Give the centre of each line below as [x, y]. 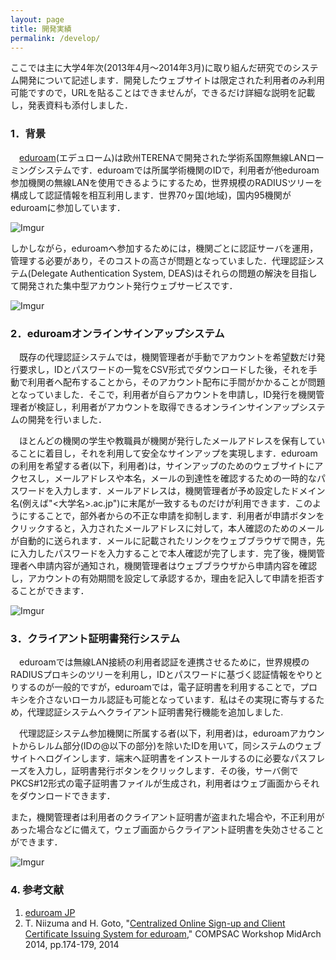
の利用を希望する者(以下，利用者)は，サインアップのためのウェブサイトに [162, 465]
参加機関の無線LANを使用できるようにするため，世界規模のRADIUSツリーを [166, 182]
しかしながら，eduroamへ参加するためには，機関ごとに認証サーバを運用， [164, 248]
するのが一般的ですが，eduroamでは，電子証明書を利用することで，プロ [168, 687]
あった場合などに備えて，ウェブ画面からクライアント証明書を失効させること [167, 830]
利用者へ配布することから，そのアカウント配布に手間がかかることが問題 [176, 382]
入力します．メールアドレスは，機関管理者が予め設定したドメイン [189, 490]
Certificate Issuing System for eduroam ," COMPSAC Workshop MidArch [173, 933]
